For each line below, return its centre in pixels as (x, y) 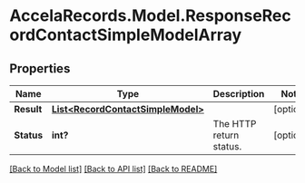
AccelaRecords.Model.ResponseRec (151, 16)
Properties (40, 68)
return (226, 135)
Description (239, 94)
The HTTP (235, 124)
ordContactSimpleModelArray (126, 35)
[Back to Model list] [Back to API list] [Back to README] (113, 169)
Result (28, 109)
